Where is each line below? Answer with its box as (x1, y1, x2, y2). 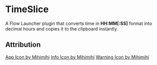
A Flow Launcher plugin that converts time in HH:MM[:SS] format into (5, 20, 152, 26)
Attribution (5, 41, 41, 49)
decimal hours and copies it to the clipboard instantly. (5, 25, 119, 31)
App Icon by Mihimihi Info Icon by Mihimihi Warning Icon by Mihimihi (5, 54, 149, 60)
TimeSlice (5, 4, 49, 15)
